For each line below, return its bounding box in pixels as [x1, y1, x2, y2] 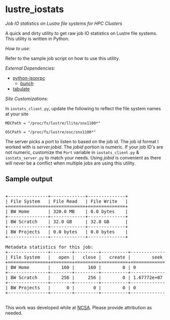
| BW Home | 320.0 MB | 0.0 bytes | [5, 208, 128, 214]
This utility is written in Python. [5, 36, 70, 42]
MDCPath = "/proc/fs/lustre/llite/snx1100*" [5, 120, 101, 125]
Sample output [5, 175, 53, 183]
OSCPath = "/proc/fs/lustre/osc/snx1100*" [5, 130, 96, 135]
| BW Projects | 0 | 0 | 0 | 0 [5, 284, 137, 291]
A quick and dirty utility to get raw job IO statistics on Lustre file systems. [5, 30, 158, 36]
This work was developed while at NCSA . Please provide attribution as [5, 304, 152, 310]
